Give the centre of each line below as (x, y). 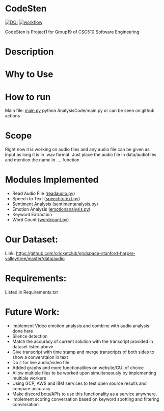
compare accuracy (31, 388)
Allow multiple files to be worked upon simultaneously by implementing (84, 373)
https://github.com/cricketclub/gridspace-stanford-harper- (76, 253)
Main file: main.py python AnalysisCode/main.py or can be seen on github (80, 111)
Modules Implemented (52, 180)
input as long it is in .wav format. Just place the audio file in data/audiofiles (81, 155)
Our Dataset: (32, 240)
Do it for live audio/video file (41, 362)
